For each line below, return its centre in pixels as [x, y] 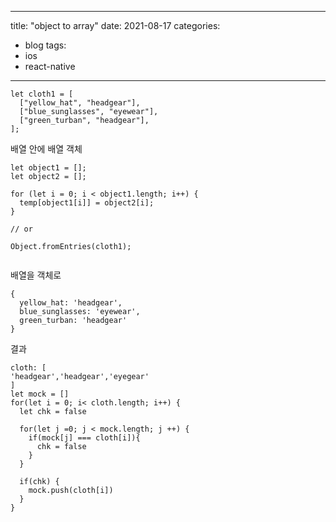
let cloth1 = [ [42, 94]
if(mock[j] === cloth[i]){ [84, 438]
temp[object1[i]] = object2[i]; [87, 203]
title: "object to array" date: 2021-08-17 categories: [115, 25]
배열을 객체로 [36, 275]
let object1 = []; [48, 168]
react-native [50, 66]
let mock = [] [40, 394]
